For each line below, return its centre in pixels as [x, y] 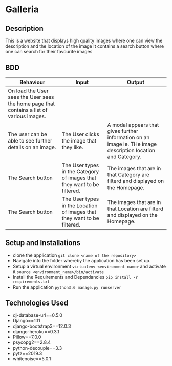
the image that [79, 140]
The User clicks [81, 134]
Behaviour [32, 82]
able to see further [30, 140]
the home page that [31, 104]
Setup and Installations [43, 243]
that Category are [128, 174]
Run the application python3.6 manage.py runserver [67, 287]
